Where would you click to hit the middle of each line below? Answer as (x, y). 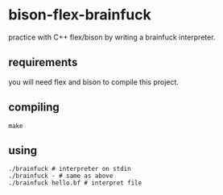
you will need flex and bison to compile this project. (94, 81)
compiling (34, 108)
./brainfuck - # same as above (61, 176)
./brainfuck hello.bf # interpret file (75, 183)
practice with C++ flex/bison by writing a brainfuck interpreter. (112, 37)
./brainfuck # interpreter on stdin (70, 169)
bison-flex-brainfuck (80, 15)
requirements (43, 62)
